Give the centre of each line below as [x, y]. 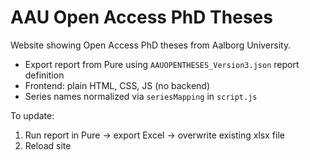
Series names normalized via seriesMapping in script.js [141, 96]
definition [44, 75]
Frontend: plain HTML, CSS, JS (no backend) [117, 85]
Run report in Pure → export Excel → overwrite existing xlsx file [154, 135]
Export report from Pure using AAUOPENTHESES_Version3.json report [162, 64]
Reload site [48, 145]
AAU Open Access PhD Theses [141, 17]
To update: [32, 115]
